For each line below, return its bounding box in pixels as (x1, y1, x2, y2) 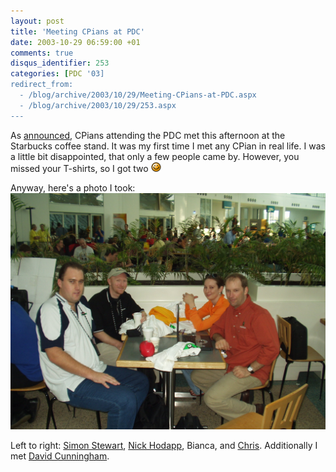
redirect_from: (10, 80, 74, 90)
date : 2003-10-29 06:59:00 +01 (10, 37, 141, 47)
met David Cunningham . (10, 450, 110, 462)
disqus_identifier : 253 (10, 58, 110, 69)
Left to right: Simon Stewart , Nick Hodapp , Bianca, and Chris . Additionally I (10, 439, 318, 451)
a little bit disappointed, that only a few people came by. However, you (10, 150, 300, 162)
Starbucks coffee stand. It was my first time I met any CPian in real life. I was (10, 140, 326, 152)
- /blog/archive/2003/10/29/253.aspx (19, 100, 177, 110)
